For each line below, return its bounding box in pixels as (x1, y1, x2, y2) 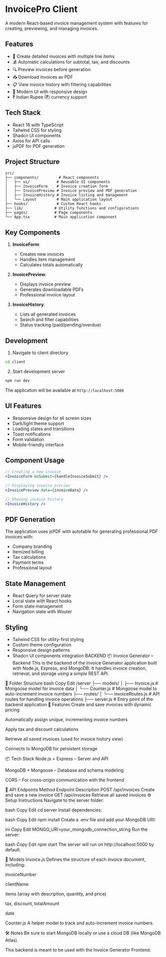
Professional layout (12, 565, 52, 571)
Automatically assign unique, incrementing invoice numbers (5, 717, 128, 723)
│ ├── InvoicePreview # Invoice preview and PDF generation (5, 188, 137, 193)
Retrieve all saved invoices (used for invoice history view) (5, 736, 123, 742)
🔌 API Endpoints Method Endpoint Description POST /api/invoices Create (5, 787, 155, 793)
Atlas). (5, 937, 18, 943)
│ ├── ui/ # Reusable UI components (5, 179, 111, 185)
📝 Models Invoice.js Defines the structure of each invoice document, (5, 856, 146, 862)
